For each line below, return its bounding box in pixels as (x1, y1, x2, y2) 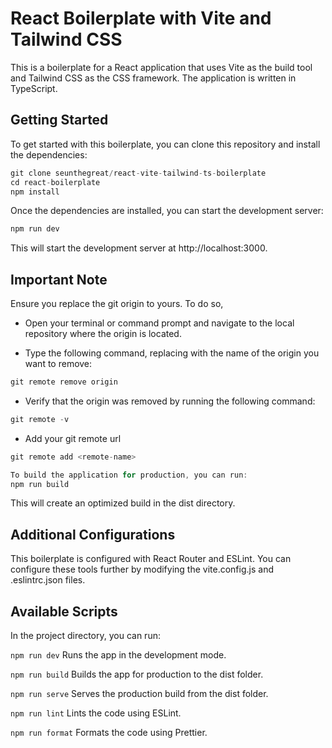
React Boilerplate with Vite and (10, 7, 272, 30)
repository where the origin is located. (24, 328, 182, 340)
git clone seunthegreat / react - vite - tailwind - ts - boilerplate (10, 168, 267, 178)
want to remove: (24, 358, 93, 370)
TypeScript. (10, 82, 58, 94)
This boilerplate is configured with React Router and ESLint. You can (10, 553, 292, 565)
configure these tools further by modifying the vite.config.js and (10, 563, 274, 576)
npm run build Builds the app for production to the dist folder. (10, 668, 264, 681)
